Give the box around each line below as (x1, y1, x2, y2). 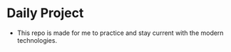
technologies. (16, 36, 58, 44)
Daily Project (6, 5, 84, 21)
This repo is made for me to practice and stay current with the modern (16, 28, 224, 37)
